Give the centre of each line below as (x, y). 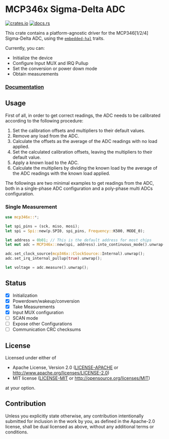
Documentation (25, 87)
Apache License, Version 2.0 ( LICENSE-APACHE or (65, 368)
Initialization (25, 295)
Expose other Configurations (42, 324)
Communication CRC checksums (47, 330)
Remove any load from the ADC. (46, 136)
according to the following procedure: (44, 121)
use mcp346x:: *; (22, 217)
